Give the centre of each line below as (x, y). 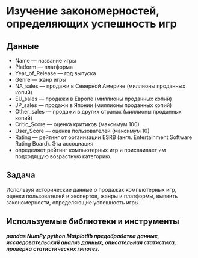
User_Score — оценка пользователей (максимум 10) (82, 131)
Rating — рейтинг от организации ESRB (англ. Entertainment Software (104, 137)
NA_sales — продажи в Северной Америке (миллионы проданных (100, 86)
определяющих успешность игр (92, 24)
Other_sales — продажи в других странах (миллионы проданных (98, 112)
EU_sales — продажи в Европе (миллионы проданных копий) (94, 99)
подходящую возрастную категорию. (63, 156)
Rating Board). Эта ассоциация (54, 143)
